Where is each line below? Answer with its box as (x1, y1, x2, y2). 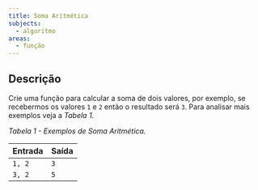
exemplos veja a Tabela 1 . (8, 110, 95, 120)
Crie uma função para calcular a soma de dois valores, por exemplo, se (8, 93, 246, 103)
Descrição (8, 72, 61, 86)
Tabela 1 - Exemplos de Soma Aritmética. (8, 126, 146, 136)
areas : (8, 34, 31, 43)
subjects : (8, 19, 42, 27)
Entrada (12, 145, 44, 156)
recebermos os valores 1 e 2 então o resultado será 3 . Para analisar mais (8, 102, 250, 112)
